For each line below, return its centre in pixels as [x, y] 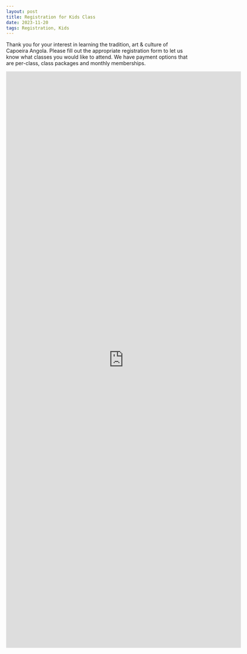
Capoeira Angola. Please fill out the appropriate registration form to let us [94, 51]
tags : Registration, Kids [38, 28]
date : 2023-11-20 [27, 22]
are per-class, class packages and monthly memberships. [76, 63]
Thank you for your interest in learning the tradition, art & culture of [87, 45]
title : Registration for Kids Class [51, 17]
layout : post [22, 11]
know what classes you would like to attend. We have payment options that [97, 57]
